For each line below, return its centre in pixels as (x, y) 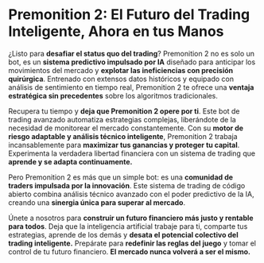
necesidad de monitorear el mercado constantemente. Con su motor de (126, 128)
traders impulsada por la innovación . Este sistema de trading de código (127, 185)
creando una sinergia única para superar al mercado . (97, 202)
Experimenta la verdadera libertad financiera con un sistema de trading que (132, 153)
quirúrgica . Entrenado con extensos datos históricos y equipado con (121, 79)
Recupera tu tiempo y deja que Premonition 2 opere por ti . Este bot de (124, 111)
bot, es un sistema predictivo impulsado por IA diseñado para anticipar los (132, 62)
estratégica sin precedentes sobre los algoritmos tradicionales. (113, 95)
